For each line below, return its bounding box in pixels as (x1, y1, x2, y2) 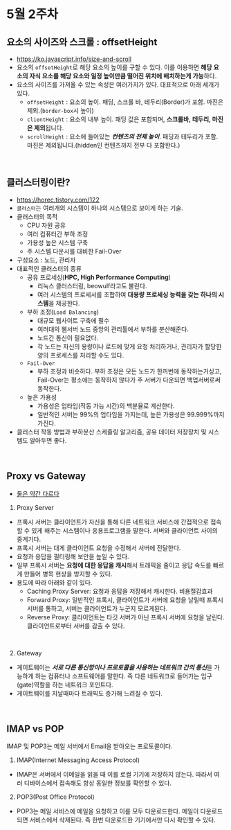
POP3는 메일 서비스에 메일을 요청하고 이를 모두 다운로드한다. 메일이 (16, 807, 199, 815)
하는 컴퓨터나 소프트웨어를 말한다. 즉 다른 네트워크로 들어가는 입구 (35, 671, 212, 680)
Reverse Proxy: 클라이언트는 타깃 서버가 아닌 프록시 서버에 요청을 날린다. (26, 612, 225, 621)
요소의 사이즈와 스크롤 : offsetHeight (6, 36, 158, 48)
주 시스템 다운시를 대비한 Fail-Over (26, 247, 122, 255)
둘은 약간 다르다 (16, 489, 59, 497)
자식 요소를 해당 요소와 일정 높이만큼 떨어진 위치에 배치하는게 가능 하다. (29, 72, 217, 80)
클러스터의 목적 (16, 212, 58, 220)
